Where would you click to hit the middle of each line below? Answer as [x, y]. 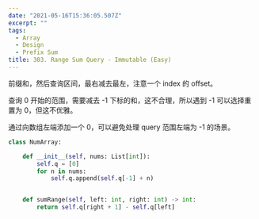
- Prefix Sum [37, 52]
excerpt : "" [28, 23]
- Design [30, 45]
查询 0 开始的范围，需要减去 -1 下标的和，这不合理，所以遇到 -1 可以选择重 [130, 100]
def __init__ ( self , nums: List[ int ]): [86, 156]
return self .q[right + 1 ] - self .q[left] [106, 207]
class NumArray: [35, 142]
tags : [17, 30]
